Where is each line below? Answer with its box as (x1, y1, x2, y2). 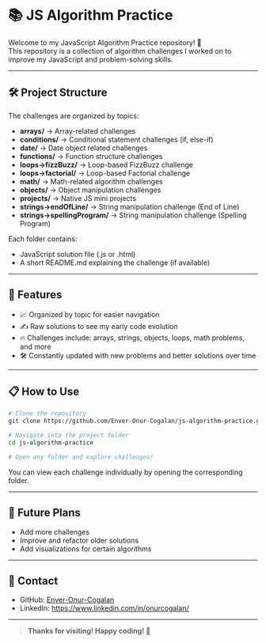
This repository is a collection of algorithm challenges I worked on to (8, 46, 232, 55)
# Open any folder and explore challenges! (8, 452, 154, 461)
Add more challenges (19, 527, 89, 536)
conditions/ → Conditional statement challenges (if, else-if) (19, 134, 214, 144)
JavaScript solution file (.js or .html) (19, 249, 136, 259)
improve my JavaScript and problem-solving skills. (8, 55, 173, 64)
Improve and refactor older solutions (19, 535, 139, 545)
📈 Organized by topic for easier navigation (19, 309, 160, 319)
